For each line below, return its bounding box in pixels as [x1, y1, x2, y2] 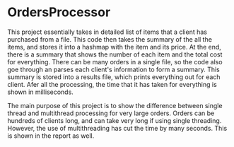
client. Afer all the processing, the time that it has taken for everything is [7, 80, 217, 88]
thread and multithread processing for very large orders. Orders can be [7, 109, 215, 117]
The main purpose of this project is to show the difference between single [7, 101, 223, 110]
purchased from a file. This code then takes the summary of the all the [7, 35, 212, 43]
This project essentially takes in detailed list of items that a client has [7, 28, 207, 36]
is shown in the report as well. [7, 131, 95, 140]
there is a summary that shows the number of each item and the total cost [7, 50, 223, 59]
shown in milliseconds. [7, 88, 74, 96]
